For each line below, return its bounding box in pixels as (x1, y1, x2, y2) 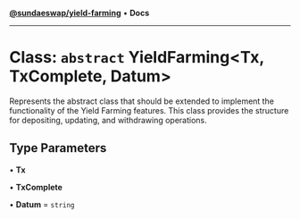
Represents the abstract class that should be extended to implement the (9, 96, 275, 106)
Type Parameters (9, 140, 107, 156)
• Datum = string (9, 198, 75, 209)
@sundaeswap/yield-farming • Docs (9, 8, 150, 18)
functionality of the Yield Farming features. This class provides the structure (9, 105, 289, 115)
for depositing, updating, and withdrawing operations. (9, 114, 207, 125)
